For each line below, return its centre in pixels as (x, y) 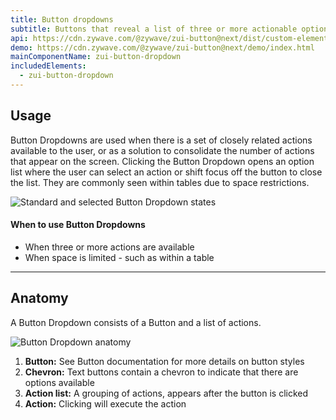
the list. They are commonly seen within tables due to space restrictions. (160, 182)
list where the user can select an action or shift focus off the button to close (166, 172)
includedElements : (48, 66)
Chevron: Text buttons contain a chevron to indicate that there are (161, 372)
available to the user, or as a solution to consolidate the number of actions (162, 150)
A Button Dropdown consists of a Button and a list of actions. (136, 322)
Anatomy (39, 298)
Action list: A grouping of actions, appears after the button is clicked (166, 393)
